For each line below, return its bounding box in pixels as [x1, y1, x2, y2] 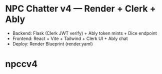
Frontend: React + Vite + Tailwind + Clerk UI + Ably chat [12, 35, 128, 41]
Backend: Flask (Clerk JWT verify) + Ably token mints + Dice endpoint [12, 30, 157, 36]
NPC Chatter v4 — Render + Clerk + [5, 3, 156, 14]
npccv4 [5, 58, 38, 70]
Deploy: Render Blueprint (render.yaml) [12, 40, 93, 46]
